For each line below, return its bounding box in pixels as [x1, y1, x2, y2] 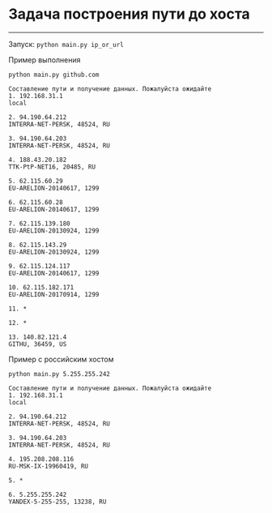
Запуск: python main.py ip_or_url [8, 39, 124, 49]
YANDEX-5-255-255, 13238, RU [8, 498, 107, 506]
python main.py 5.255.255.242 [8, 370, 111, 378]
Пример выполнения [8, 54, 81, 65]
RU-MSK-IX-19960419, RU [8, 462, 89, 470]
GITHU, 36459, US [8, 340, 67, 348]
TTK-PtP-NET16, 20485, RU [8, 163, 96, 171]
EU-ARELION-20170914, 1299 [8, 290, 100, 298]
